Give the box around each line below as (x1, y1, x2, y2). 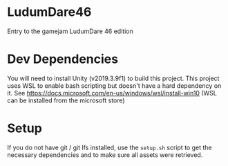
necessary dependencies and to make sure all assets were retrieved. (7, 150, 203, 159)
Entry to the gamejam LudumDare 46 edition (7, 27, 133, 35)
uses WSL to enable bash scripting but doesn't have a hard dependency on (7, 81, 222, 90)
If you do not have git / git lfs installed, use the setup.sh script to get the (7, 143, 212, 151)
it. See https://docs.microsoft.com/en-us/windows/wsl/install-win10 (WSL (7, 89, 218, 97)
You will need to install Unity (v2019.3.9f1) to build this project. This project (7, 74, 220, 82)
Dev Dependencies (7, 51, 119, 67)
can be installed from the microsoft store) (7, 96, 126, 104)
